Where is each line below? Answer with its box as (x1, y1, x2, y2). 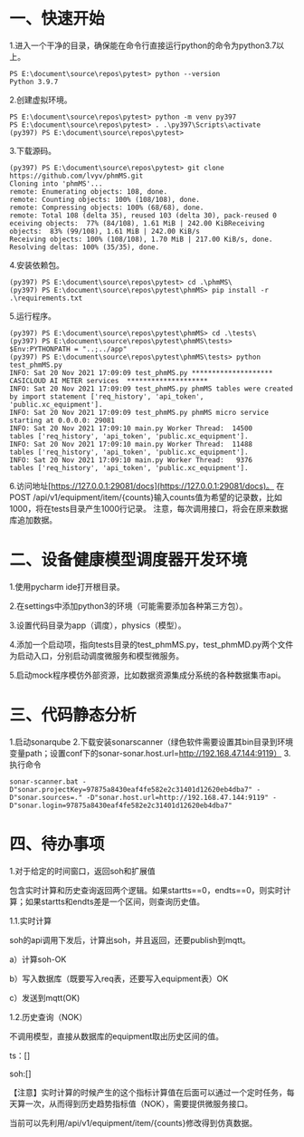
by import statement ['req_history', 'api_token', (9, 391, 204, 401)
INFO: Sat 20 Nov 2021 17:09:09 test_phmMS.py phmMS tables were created (9, 384, 294, 393)
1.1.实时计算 (9, 915, 52, 926)
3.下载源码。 (9, 145, 57, 156)
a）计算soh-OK (9, 953, 67, 965)
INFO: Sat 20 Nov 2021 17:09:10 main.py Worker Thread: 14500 (9, 423, 253, 433)
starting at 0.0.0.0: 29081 (9, 416, 116, 425)
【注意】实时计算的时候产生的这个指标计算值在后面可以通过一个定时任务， (9, 1086, 287, 1097)
